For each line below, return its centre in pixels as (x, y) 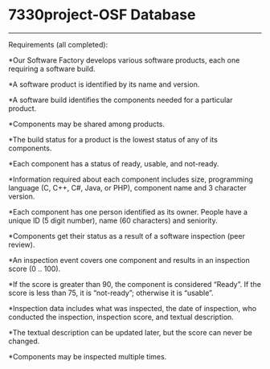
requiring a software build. (52, 68)
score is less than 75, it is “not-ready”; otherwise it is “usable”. (111, 293)
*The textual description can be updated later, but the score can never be (131, 332)
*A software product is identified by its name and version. (104, 84)
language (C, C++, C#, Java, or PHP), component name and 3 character (127, 187)
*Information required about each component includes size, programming (131, 179)
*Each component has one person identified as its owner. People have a (128, 211)
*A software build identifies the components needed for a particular (121, 100)
